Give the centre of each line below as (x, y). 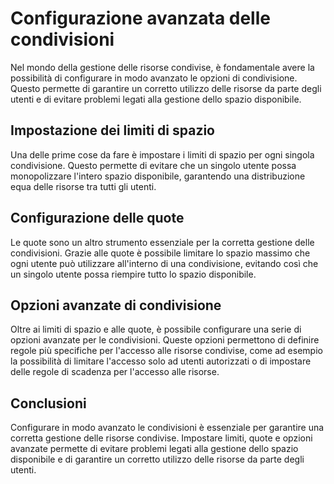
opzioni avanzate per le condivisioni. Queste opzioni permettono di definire (165, 340)
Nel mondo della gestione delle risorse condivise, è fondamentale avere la (162, 67)
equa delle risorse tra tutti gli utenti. (83, 186)
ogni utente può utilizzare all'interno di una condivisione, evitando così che (164, 263)
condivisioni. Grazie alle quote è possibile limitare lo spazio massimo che (160, 253)
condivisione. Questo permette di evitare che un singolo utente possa (153, 165)
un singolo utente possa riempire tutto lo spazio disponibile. (133, 274)
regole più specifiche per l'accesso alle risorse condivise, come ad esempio (166, 351)
